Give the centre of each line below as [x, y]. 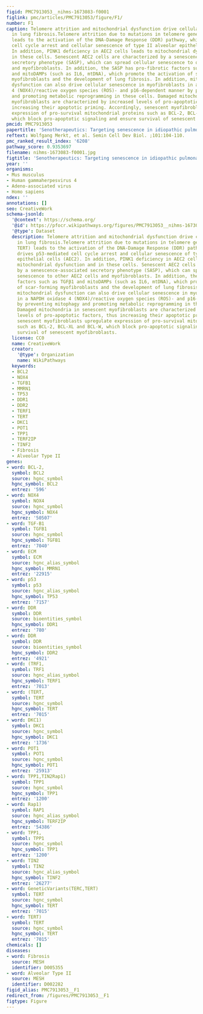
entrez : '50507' [32, 518]
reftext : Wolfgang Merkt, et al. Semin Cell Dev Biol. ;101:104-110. [96, 136]
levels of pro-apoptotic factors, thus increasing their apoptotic [104, 316]
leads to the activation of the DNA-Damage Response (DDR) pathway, [100, 40]
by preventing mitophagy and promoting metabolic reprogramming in [104, 304]
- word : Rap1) [24, 805]
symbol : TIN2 [28, 866]
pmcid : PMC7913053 [29, 125]
